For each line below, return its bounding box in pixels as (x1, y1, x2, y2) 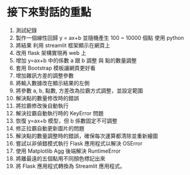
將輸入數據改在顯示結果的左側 (15, 79, 90, 86)
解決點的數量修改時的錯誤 (15, 94, 79, 101)
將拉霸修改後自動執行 (15, 102, 69, 109)
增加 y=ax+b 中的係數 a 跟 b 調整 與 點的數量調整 (15, 57, 137, 64)
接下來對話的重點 (7, 5, 92, 19)
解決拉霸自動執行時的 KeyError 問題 (15, 109, 104, 116)
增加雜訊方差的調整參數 (15, 72, 74, 79)
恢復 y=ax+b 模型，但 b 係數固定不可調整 (15, 117, 118, 124)
